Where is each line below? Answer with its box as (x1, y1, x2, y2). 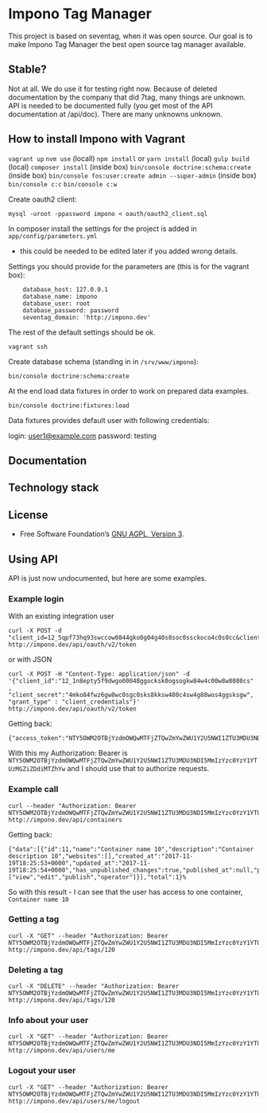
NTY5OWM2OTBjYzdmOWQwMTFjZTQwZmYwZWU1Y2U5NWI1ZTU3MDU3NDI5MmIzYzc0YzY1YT (8, 757, 258, 765)
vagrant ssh (8, 343, 48, 351)
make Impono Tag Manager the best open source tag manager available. (8, 39, 246, 49)
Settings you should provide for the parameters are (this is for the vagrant (8, 261, 250, 271)
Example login (8, 593, 64, 604)
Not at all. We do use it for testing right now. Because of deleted (8, 84, 218, 93)
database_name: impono (22, 292, 98, 300)
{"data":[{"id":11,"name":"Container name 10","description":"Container (8, 845, 254, 853)
